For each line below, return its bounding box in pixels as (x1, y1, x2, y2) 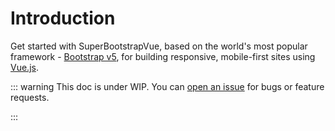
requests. (10, 91, 50, 103)
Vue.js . (10, 61, 39, 73)
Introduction (10, 7, 116, 30)
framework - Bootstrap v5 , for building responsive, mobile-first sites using (10, 50, 316, 62)
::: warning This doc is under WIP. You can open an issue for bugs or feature (10, 80, 325, 92)
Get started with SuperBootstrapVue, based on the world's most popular (10, 40, 308, 52)
